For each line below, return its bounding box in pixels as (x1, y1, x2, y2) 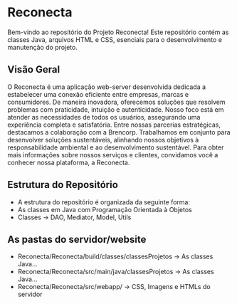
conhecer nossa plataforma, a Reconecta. (7, 158, 130, 167)
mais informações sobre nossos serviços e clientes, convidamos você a (7, 150, 218, 159)
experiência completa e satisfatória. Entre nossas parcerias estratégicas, (7, 120, 221, 129)
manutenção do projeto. (7, 43, 78, 51)
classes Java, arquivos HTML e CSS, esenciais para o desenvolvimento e (7, 35, 223, 43)
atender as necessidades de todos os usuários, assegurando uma (7, 112, 201, 121)
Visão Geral (7, 63, 60, 75)
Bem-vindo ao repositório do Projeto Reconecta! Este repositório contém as (7, 28, 229, 36)
